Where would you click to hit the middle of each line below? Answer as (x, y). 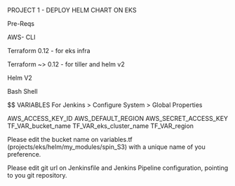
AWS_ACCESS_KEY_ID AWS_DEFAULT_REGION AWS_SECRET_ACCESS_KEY (118, 119)
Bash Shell (22, 91)
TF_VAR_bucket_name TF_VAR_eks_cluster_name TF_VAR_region (101, 126)
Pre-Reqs (21, 23)
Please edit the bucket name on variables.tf (70, 139)
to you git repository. (38, 175)
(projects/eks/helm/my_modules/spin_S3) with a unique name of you (106, 147)
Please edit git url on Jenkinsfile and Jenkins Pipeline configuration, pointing (118, 168)
